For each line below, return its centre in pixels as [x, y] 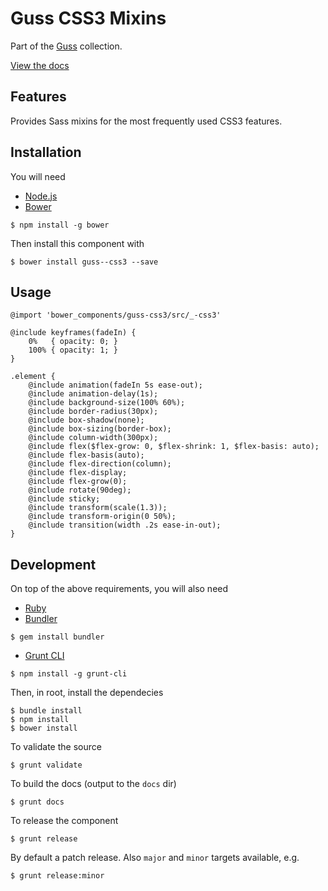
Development [53, 564]
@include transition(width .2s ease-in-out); [125, 525]
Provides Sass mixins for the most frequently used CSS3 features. [146, 121]
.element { [33, 377]
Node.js [41, 196]
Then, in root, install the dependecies [87, 693]
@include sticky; [64, 499]
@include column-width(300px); [93, 438]
